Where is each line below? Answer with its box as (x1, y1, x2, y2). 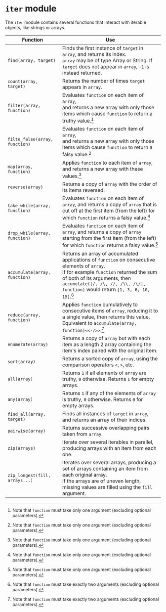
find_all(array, (7, 411, 46, 417)
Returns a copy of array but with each (62, 335, 151, 342)
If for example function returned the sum (62, 268, 157, 275)
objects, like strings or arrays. (5, 24, 66, 30)
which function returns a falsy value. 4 (62, 213, 151, 221)
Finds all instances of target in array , (62, 410, 149, 417)
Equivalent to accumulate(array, (62, 319, 137, 326)
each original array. (62, 472, 107, 479)
